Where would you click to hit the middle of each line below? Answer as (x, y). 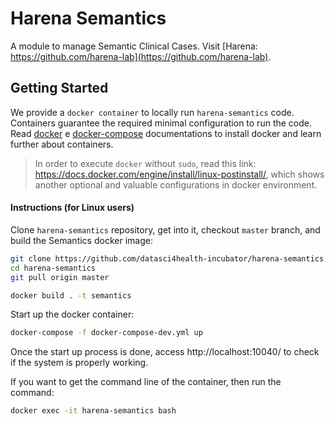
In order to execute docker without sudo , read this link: (145, 163)
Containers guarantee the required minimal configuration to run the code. (161, 123)
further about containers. (62, 144)
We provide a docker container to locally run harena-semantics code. (152, 112)
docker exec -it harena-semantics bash (93, 411)
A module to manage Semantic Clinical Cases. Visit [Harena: (134, 46)
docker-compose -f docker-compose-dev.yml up (106, 333)
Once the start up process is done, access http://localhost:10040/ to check (165, 352)
